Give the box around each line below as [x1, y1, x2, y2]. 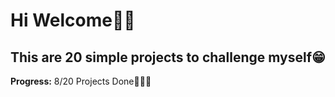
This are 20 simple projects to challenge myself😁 [10, 49, 326, 66]
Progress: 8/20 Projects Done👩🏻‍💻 [10, 75, 152, 87]
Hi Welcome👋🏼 [10, 9, 136, 32]
